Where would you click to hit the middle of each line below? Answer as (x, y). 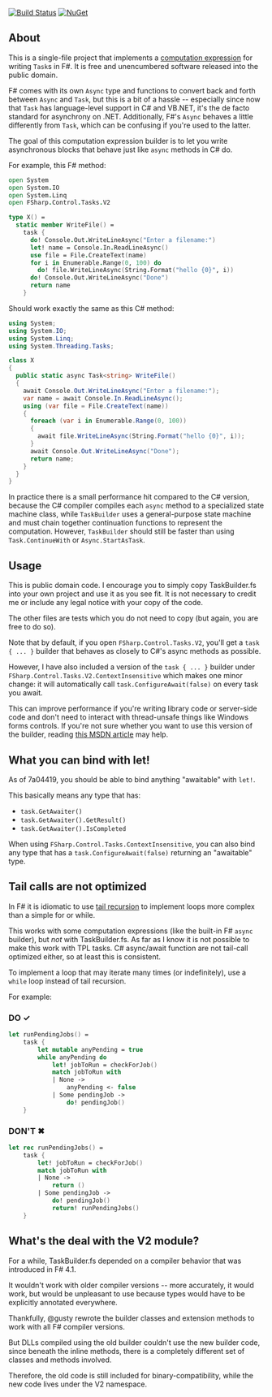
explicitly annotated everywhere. (63, 1302)
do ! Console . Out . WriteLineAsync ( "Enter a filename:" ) (123, 240)
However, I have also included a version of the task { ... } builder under (132, 667)
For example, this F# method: (57, 165)
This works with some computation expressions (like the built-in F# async (131, 931)
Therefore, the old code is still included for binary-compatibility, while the (131, 1375)
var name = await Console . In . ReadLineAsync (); (103, 398)
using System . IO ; (38, 331)
